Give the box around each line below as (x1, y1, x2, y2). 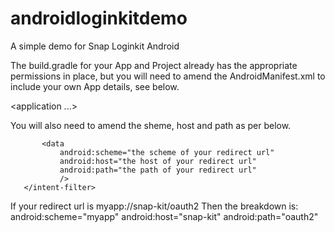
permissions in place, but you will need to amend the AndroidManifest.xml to (10, 70, 326, 82)
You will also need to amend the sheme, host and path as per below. (10, 119, 292, 131)
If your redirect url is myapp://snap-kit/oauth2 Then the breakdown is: (10, 200, 299, 212)
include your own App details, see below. (10, 80, 180, 92)
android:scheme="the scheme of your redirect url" (59, 147, 275, 157)
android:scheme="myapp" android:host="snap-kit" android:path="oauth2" (10, 210, 319, 222)
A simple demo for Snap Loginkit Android (10, 40, 180, 52)
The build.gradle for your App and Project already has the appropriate (10, 59, 298, 71)
